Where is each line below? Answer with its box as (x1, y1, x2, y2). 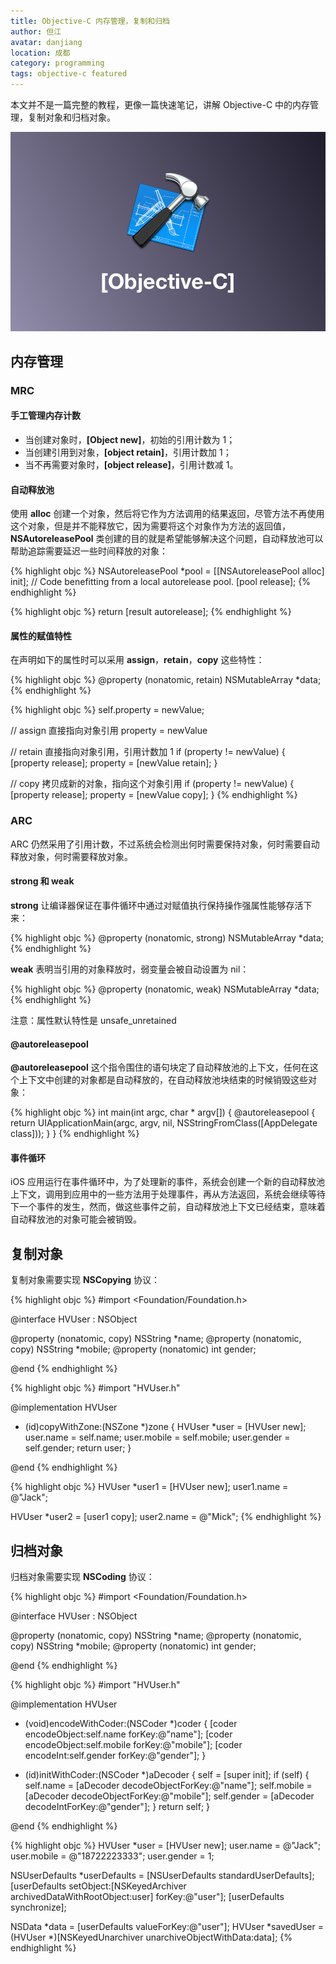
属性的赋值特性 (10, 630, 72, 642)
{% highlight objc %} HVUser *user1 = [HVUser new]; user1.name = (10, 1481, 289, 1493)
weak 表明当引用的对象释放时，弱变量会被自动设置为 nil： (10, 963, 250, 975)
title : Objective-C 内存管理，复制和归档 (10, 16, 170, 26)
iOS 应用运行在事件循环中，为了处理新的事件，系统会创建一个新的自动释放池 (10, 1176, 326, 1188)
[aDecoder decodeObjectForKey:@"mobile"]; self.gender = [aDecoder (24, 1790, 315, 1802)
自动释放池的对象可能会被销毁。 (10, 1213, 142, 1225)
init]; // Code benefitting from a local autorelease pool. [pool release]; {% (10, 576, 311, 588)
